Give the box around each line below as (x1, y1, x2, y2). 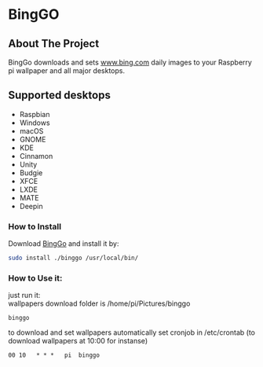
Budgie (19, 167, 43, 178)
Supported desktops (8, 89, 111, 102)
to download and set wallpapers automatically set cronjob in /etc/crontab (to (8, 328, 255, 337)
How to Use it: (8, 273, 63, 284)
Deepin (19, 201, 43, 211)
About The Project (8, 37, 100, 50)
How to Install (8, 221, 61, 232)
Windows (19, 118, 50, 127)
